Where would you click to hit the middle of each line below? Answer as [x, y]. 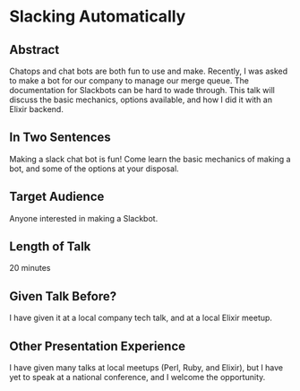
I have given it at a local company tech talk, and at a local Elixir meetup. [141, 318]
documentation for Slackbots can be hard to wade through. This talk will [142, 90]
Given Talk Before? [63, 296]
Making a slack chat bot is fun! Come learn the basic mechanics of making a [150, 159]
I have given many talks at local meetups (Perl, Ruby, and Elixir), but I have [146, 368]
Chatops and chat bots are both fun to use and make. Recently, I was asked [149, 71]
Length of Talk [50, 247]
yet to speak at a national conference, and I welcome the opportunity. [137, 378]
